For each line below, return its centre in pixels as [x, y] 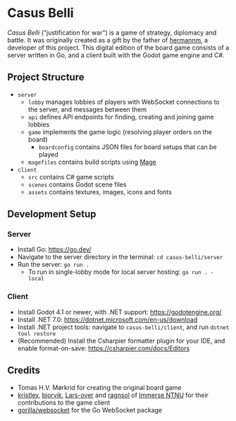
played [48, 154]
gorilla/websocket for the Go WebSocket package [90, 410]
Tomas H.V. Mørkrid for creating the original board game [99, 387]
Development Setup [52, 214]
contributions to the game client [64, 402]
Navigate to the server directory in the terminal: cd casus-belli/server [120, 257]
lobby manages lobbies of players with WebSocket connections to [124, 102]
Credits [24, 370]
